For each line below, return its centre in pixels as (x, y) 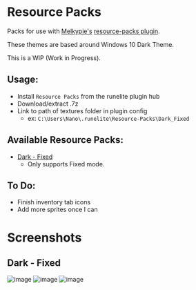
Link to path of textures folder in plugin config (82, 110)
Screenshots (45, 237)
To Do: (21, 185)
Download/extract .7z (48, 104)
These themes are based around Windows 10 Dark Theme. (91, 44)
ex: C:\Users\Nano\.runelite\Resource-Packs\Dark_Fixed (108, 118)
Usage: (23, 80)
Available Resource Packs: (66, 140)
